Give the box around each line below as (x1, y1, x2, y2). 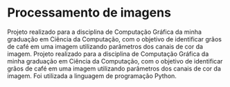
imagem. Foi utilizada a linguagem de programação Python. (7, 71, 177, 80)
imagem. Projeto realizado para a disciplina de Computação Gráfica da (7, 50, 209, 58)
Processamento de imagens (7, 5, 172, 21)
